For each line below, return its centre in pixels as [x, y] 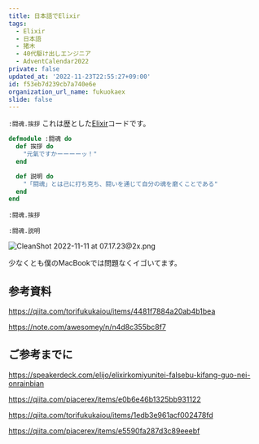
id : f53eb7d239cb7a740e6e [52, 84]
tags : [18, 24]
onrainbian [26, 383]
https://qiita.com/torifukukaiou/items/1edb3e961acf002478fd [111, 415]
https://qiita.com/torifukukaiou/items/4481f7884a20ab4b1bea [112, 311]
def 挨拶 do [35, 147]
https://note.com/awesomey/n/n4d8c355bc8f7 [88, 328]
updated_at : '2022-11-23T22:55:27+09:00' [80, 77]
